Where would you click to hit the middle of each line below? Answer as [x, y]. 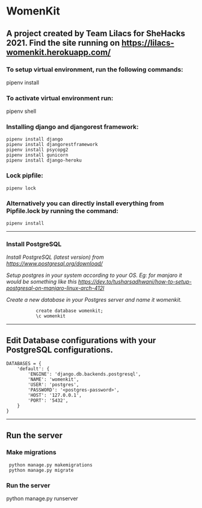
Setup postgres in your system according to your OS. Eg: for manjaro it [94, 275]
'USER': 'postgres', [54, 385]
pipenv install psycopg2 [37, 150]
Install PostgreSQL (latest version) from [55, 257]
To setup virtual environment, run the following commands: [95, 69]
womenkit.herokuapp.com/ [59, 52]
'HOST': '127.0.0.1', [55, 395]
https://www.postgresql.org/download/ [55, 264]
